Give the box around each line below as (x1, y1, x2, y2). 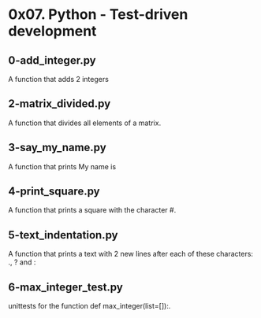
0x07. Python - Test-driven (8, 6, 188, 24)
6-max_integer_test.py (8, 280, 124, 294)
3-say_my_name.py (8, 141, 106, 154)
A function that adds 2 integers (8, 75, 109, 83)
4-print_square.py (8, 185, 100, 198)
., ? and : (8, 257, 36, 267)
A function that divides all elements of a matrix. (8, 118, 162, 128)
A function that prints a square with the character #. (8, 205, 177, 215)
